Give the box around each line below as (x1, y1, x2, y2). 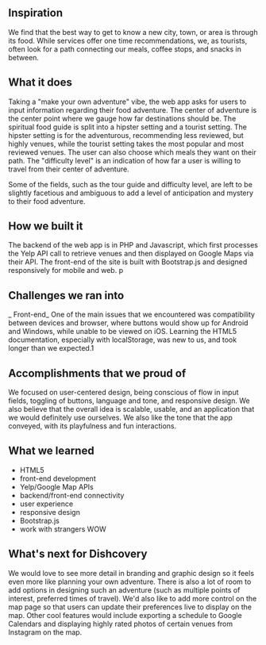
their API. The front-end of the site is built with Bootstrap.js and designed (8, 257, 248, 267)
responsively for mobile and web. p (8, 266, 124, 275)
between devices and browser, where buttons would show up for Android (8, 318, 249, 328)
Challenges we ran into (8, 289, 125, 302)
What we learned (8, 444, 94, 458)
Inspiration (8, 6, 64, 20)
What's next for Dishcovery (8, 547, 148, 561)
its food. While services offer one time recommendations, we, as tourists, (8, 36, 248, 45)
